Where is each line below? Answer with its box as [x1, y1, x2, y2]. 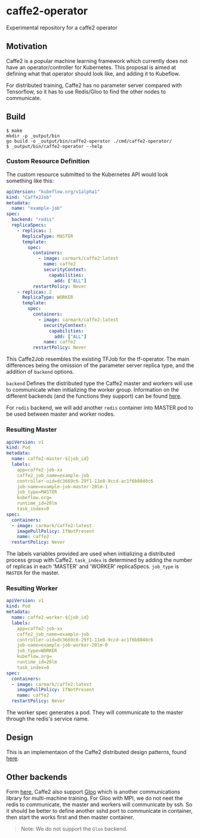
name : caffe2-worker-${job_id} [11, 615, 90, 621]
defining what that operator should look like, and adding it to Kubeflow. [6, 70, 180, 77]
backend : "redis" [11, 217, 55, 223]
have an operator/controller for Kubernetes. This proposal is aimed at [6, 63, 176, 71]
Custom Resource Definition [6, 157, 90, 165]
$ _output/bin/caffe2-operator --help [6, 143, 103, 149]
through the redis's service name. [6, 715, 90, 722]
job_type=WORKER [17, 648, 58, 654]
